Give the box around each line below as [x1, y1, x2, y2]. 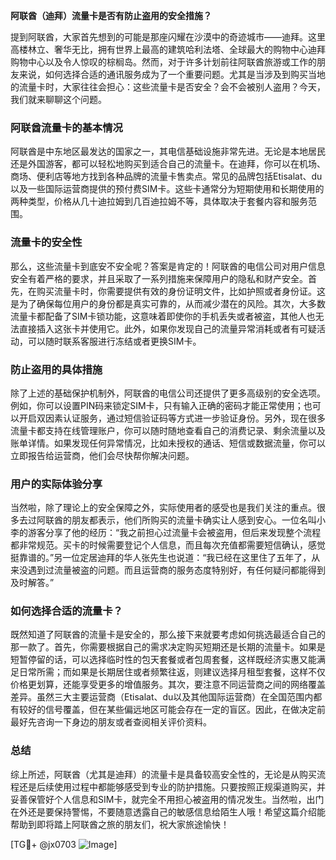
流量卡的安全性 [10, 235, 83, 249]
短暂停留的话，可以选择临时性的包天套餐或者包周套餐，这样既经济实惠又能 [10, 654, 317, 666]
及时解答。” [10, 577, 55, 589]
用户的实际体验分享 [10, 477, 103, 491]
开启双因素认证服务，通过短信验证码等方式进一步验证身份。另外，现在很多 [18, 412, 326, 424]
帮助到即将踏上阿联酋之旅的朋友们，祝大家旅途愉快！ [10, 818, 230, 830]
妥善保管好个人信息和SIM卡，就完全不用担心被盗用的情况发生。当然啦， [10, 793, 307, 805]
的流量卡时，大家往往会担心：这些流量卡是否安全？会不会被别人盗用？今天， [10, 81, 326, 93]
